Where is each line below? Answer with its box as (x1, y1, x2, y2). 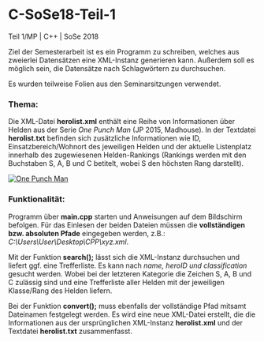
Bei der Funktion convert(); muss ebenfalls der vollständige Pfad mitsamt (8, 301, 247, 310)
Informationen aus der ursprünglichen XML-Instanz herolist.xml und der (8, 318, 243, 327)
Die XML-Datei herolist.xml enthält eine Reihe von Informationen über (8, 117, 235, 126)
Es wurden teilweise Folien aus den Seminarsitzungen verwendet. (8, 79, 221, 88)
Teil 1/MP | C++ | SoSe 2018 (8, 32, 99, 41)
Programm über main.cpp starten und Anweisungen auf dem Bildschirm (8, 212, 243, 221)
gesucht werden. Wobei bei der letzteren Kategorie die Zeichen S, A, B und (8, 269, 252, 278)
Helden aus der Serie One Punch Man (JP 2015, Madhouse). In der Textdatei (8, 125, 256, 135)
